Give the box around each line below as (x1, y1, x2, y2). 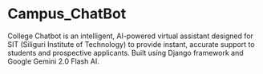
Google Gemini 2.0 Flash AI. (7, 56, 99, 66)
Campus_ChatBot (7, 5, 127, 23)
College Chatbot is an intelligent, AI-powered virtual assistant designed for (7, 31, 254, 41)
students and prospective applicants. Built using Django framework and (7, 48, 244, 57)
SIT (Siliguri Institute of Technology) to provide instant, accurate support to (7, 39, 255, 49)
